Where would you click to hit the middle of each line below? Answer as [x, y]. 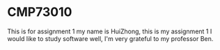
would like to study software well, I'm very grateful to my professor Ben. [110, 38]
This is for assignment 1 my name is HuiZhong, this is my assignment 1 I [110, 31]
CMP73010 [40, 12]
